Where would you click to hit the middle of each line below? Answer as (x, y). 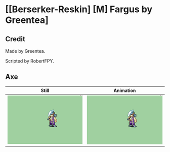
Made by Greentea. (25, 51)
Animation (125, 90)
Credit (15, 39)
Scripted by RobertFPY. (30, 61)
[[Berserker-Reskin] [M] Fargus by (79, 9)
